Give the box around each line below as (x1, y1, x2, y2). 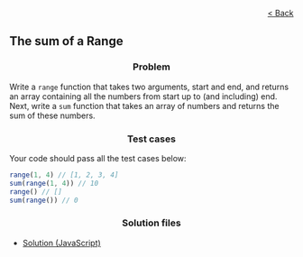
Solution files (121, 216, 182, 229)
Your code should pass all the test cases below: (9, 152, 187, 163)
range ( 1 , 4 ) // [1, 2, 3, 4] (9, 170, 119, 179)
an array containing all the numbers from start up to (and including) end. (9, 90, 278, 102)
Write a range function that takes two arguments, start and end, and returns (9, 81, 289, 92)
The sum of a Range (9, 33, 124, 49)
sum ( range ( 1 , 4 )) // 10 (9, 179, 99, 188)
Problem (132, 60, 171, 73)
